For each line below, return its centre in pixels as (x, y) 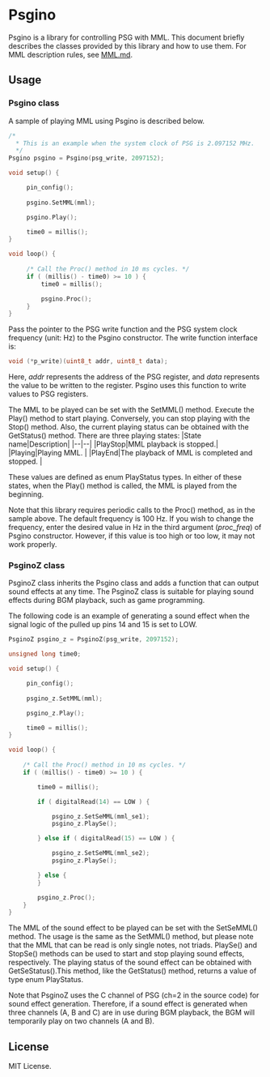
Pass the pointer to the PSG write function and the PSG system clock (123, 329)
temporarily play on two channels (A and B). (82, 1021)
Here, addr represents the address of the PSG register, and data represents (134, 377)
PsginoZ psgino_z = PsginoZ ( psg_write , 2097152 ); (94, 639)
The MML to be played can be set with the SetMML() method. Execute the (131, 410)
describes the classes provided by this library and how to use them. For (127, 45)
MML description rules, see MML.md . (71, 54)
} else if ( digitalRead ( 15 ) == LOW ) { (106, 839)
